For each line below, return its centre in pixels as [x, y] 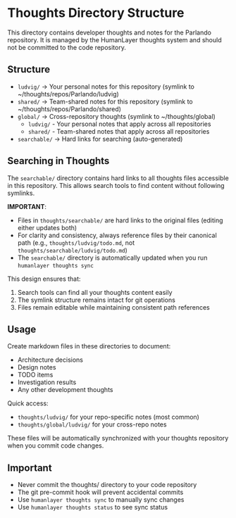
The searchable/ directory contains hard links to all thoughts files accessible [118, 178]
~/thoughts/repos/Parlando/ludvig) [68, 94]
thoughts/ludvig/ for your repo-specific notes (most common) [108, 417]
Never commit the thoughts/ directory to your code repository [107, 485]
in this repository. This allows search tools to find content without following [116, 185]
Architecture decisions [50, 360]
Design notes [37, 367]
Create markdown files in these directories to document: [89, 346]
